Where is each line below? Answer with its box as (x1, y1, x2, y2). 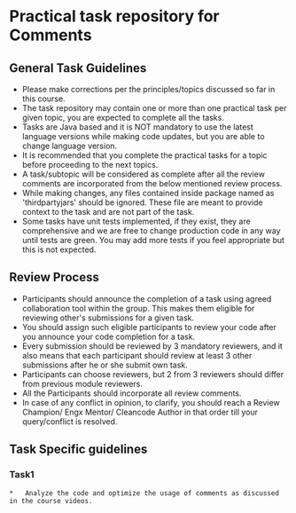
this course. (21, 93, 66, 104)
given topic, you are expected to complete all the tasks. (21, 113, 224, 122)
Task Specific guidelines (9, 442, 148, 457)
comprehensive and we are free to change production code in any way (21, 225, 281, 236)
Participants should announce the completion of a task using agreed (21, 293, 272, 304)
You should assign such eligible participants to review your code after (21, 321, 277, 332)
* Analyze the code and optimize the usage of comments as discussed (9, 488, 279, 498)
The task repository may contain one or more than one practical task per (21, 103, 287, 113)
